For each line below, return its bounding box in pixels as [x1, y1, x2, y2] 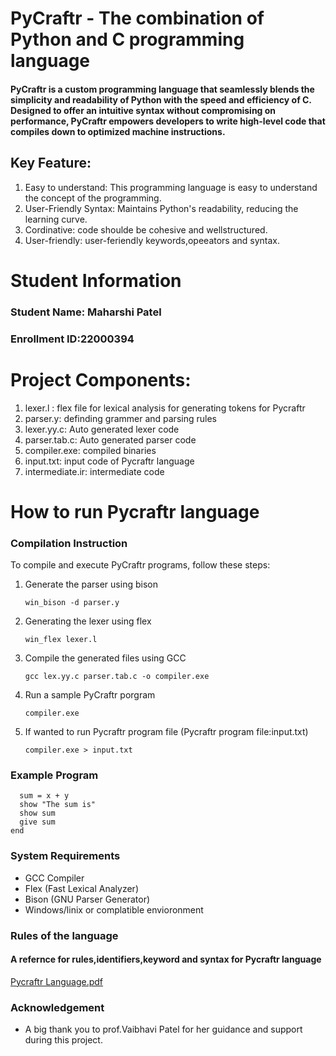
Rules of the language [10, 928, 119, 942]
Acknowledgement [10, 1000, 105, 1014]
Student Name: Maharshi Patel [10, 305, 162, 319]
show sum [19, 808, 56, 819]
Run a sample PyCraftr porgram [24, 689, 156, 701]
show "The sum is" [19, 800, 97, 810]
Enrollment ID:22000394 [10, 332, 135, 346]
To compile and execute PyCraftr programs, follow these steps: [10, 559, 271, 571]
